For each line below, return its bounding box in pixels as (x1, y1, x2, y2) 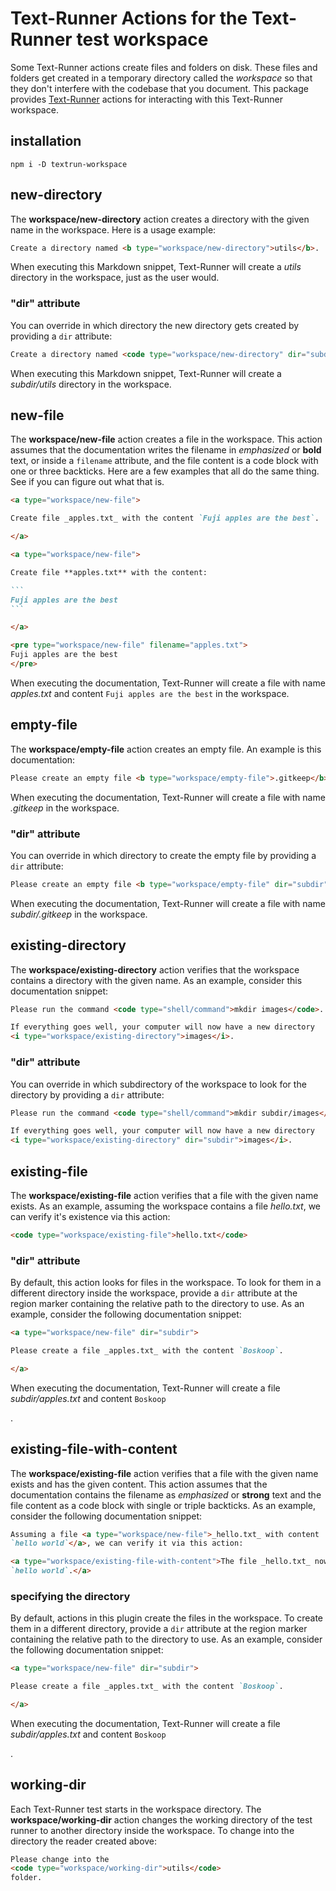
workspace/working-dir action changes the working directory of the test (10, 1813, 313, 1826)
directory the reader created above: (10, 1835, 158, 1847)
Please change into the (10, 1854, 110, 1864)
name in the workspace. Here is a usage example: (10, 223, 217, 236)
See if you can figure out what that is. (10, 476, 165, 488)
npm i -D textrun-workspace (10, 159, 128, 169)
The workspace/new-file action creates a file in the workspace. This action (10, 433, 323, 446)
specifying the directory (10, 1589, 131, 1603)
